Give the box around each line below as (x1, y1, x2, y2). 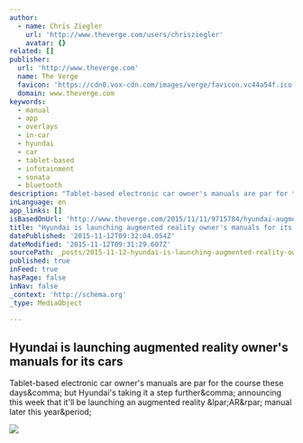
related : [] (9, 47, 54, 56)
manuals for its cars (9, 354, 124, 369)
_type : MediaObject (9, 299, 83, 308)
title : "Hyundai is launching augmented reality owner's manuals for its (9, 223, 293, 232)
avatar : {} (25, 38, 67, 48)
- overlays (17, 123, 59, 132)
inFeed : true (9, 265, 59, 274)
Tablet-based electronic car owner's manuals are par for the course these (9, 378, 284, 389)
